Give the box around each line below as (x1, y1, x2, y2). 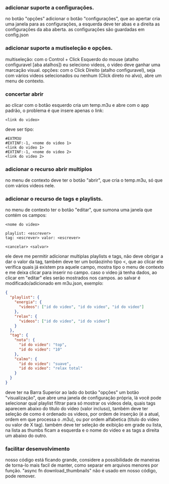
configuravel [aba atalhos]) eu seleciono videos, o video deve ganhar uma (5, 62, 161, 68)
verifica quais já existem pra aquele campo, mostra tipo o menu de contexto (5, 264, 164, 270)
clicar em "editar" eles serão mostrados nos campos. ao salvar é (5, 275, 141, 281)
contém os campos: (5, 212, 47, 218)
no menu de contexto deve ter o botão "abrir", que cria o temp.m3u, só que (5, 177, 163, 183)
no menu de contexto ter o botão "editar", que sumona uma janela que (5, 207, 152, 213)
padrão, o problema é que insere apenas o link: (5, 107, 104, 113)
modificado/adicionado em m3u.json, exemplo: (5, 280, 104, 287)
